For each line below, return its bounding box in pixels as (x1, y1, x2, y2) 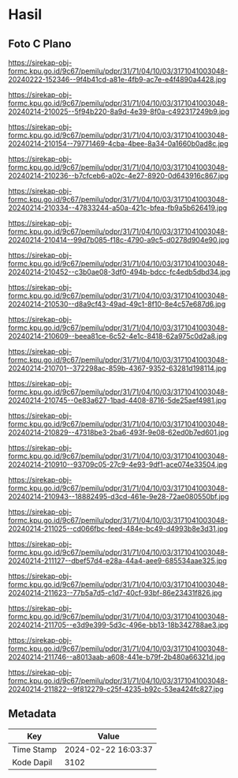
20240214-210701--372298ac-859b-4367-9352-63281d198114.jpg (8, 363, 227, 373)
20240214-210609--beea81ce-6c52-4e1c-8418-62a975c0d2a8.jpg (8, 332, 228, 340)
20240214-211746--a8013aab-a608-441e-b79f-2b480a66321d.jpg (8, 652, 226, 661)
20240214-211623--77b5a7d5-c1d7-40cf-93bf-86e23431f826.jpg (8, 588, 223, 597)
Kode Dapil (12, 757, 53, 768)
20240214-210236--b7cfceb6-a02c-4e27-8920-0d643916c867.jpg (8, 171, 229, 180)
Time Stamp (12, 744, 58, 755)
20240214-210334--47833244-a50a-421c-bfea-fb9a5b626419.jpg (8, 203, 228, 212)
